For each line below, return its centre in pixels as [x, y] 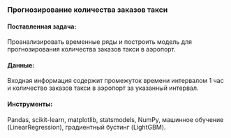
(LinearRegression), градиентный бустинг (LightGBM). [87, 127]
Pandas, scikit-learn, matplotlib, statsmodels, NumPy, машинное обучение [115, 119]
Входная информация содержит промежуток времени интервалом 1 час [116, 81]
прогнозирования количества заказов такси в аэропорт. [91, 49]
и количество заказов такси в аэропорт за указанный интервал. [103, 88]
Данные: [21, 65]
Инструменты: [30, 104]
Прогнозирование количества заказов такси [88, 10]
